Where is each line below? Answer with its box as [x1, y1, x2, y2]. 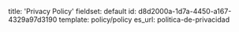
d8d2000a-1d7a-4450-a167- [137, 7, 232, 16]
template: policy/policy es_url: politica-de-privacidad [58, 15, 230, 24]
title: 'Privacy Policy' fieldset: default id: [8, 7, 136, 16]
